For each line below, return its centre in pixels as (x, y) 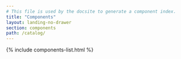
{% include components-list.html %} (50, 50)
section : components (31, 28)
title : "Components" (31, 17)
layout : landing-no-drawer (39, 22)
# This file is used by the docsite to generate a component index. (91, 11)
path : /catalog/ (26, 33)
